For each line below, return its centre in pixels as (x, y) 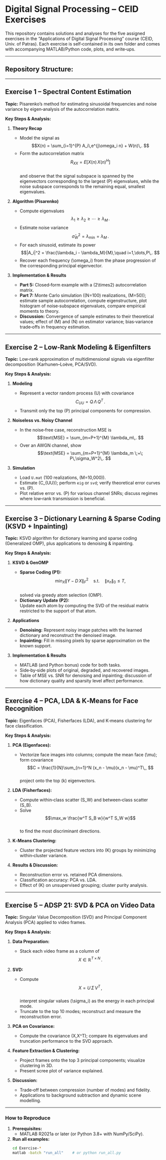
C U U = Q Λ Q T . (90, 402)
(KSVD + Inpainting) (37, 526)
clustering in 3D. (36, 1065)
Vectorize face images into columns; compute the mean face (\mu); (88, 754)
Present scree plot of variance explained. (62, 1070)
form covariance (36, 760)
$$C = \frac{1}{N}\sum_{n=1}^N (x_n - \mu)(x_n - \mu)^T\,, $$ (90, 768)
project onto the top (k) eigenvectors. (58, 780)
